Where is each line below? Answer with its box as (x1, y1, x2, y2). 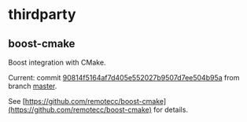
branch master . (8, 81, 57, 91)
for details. (153, 105, 189, 114)
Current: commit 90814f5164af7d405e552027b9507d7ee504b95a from (8, 73, 240, 82)
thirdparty (8, 6, 76, 24)
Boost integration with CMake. (8, 57, 106, 67)
